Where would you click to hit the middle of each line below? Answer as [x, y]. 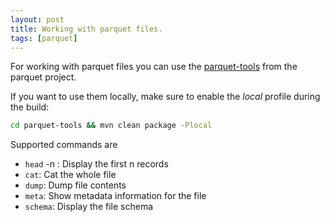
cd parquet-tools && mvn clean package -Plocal [111, 126]
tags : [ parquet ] [44, 38]
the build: [30, 107]
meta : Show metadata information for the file [115, 196]
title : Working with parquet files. [86, 29]
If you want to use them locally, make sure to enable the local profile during [165, 97]
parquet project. [43, 77]
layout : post [37, 19]
